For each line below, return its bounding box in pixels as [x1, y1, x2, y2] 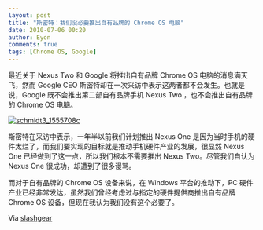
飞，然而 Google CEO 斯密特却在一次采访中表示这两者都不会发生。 [8, 80, 224, 89]
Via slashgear [8, 214, 53, 222]
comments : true [8, 41, 58, 49]
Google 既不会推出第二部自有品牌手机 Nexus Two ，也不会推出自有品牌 [21, 90, 254, 99]
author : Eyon [8, 33, 51, 42]
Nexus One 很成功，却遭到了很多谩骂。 [8, 162, 136, 170]
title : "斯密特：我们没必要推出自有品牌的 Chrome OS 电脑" [8, 19, 185, 27]
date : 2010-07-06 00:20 [8, 26, 87, 34]
